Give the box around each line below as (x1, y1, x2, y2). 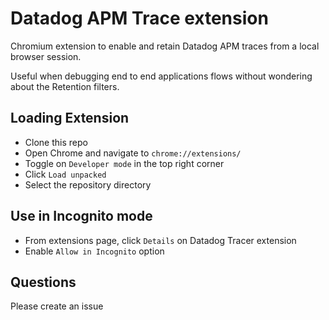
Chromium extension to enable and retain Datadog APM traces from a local (10, 40, 320, 52)
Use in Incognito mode (10, 208, 153, 225)
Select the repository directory (24, 178, 152, 191)
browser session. (10, 50, 82, 62)
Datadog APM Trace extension (10, 7, 269, 30)
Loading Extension (10, 110, 130, 127)
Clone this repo (24, 136, 88, 148)
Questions (10, 273, 77, 291)
